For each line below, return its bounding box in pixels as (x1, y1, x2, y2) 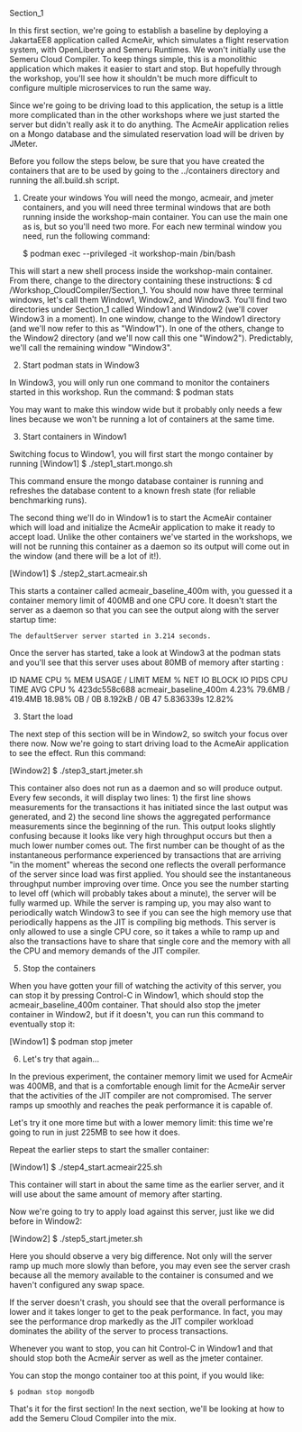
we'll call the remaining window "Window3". (9, 342, 173, 352)
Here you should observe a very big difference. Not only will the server (9, 1251, 273, 1261)
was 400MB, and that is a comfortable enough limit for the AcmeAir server (9, 1081, 286, 1091)
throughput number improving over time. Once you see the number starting (9, 879, 289, 889)
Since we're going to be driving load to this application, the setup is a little (9, 100, 284, 111)
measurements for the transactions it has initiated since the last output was (9, 802, 288, 812)
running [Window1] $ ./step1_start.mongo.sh (9, 459, 173, 469)
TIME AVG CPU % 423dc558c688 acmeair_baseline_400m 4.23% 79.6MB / (9, 684, 290, 695)
